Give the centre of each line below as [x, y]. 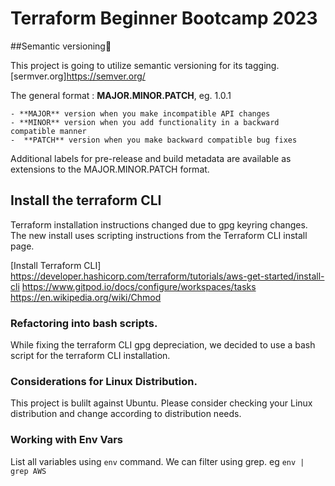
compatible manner [48, 131]
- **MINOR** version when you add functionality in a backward [145, 122]
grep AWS [28, 471]
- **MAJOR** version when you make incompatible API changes [140, 113]
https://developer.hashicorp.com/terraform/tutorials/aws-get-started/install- [167, 276]
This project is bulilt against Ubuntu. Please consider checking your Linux [161, 403]
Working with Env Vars [66, 440]
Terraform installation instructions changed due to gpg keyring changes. [159, 224]
